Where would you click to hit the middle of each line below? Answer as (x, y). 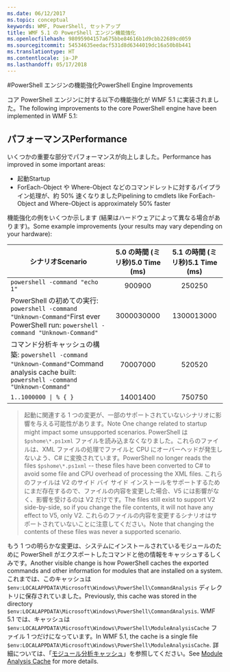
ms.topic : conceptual (38, 20)
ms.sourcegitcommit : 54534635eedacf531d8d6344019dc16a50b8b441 (99, 45)
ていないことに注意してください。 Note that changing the (134, 524)
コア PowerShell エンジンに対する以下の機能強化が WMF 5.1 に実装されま (110, 100)
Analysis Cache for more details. (53, 661)
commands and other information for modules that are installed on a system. (115, 571)
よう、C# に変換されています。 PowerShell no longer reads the (124, 458)
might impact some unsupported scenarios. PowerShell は (106, 432)
